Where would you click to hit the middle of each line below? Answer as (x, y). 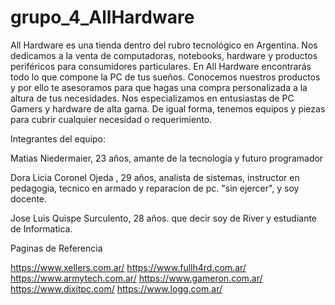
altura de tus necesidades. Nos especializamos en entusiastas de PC (152, 98)
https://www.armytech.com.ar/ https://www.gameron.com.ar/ (136, 278)
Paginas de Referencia (56, 248)
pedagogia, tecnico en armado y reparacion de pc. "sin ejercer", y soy (155, 188)
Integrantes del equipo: (58, 138)
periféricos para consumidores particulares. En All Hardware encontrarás (161, 66)
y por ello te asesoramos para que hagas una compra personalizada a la (159, 87)
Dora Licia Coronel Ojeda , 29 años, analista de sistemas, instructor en (155, 177)
